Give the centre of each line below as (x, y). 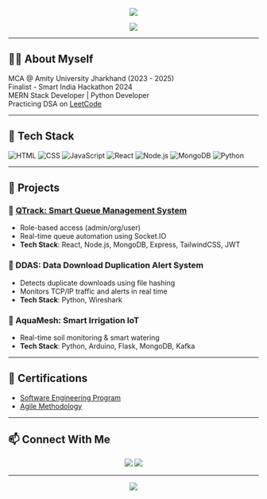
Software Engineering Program (70, 397)
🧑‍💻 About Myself (51, 59)
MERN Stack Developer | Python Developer (79, 95)
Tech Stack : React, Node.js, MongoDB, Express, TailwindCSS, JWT (130, 245)
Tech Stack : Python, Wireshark (71, 299)
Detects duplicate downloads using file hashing (97, 283)
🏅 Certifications (48, 378)
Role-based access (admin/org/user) (80, 228)
